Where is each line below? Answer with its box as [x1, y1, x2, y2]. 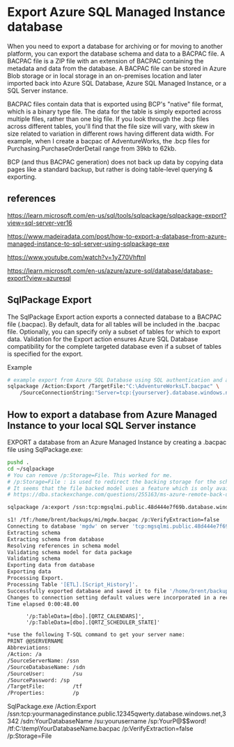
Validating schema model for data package [7, 549, 132, 556]
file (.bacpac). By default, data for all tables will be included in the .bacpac [7, 320, 221, 328]
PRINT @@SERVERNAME [7, 638, 64, 645]
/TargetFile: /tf [7, 683, 82, 690]
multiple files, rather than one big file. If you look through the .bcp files [7, 114, 210, 123]
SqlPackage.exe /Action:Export [7, 702, 96, 711]
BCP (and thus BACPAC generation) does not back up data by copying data [7, 157, 224, 166]
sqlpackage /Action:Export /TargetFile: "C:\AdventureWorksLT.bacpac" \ [7, 383, 219, 390]
